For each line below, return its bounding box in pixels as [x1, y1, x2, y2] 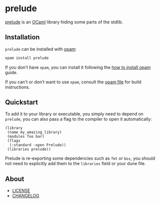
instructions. [5, 84, 30, 90]
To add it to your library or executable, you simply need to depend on [5, 111, 143, 117]
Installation [5, 33, 40, 41]
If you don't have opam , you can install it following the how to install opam [5, 64, 151, 70]
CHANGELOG [12, 193, 40, 199]
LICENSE [12, 188, 31, 194]
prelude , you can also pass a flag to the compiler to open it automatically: [5, 116, 152, 122]
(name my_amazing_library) [7, 130, 62, 135]
